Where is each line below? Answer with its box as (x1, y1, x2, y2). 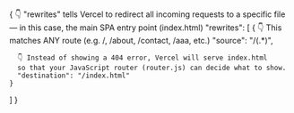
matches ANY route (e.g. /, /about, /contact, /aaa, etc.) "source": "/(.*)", (9, 36, 273, 45)
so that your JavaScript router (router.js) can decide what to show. (17, 63, 287, 72)
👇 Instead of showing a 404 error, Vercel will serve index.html (17, 53, 268, 62)
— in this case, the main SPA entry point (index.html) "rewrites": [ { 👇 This (9, 22, 282, 33)
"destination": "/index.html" (17, 71, 130, 80)
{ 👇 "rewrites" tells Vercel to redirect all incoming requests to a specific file (9, 9, 286, 20)
